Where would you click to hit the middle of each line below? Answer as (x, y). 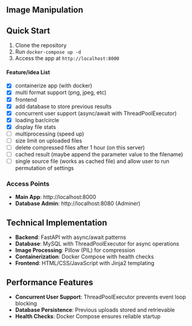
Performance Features (50, 282)
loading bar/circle (37, 120)
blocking (26, 303)
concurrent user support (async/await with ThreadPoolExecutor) (96, 113)
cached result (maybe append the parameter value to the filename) (99, 154)
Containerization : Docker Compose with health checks (84, 257)
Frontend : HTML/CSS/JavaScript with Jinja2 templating (85, 263)
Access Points (28, 184)
